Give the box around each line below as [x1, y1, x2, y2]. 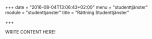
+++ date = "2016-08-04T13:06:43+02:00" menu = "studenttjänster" [5, 4, 148, 10]
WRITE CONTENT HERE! [5, 29, 56, 34]
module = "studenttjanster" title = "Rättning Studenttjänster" [5, 9, 129, 15]
